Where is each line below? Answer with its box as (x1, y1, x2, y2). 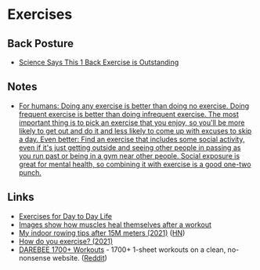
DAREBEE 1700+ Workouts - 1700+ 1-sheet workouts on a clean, (18, 245, 226, 254)
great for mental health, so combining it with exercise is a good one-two (18, 159, 251, 169)
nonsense (18, 253, 52, 262)
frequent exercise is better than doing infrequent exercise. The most (18, 109, 240, 119)
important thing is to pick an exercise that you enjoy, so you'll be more (18, 118, 245, 127)
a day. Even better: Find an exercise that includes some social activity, (18, 134, 245, 144)
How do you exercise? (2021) (18, 236, 114, 246)
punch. (18, 167, 42, 177)
